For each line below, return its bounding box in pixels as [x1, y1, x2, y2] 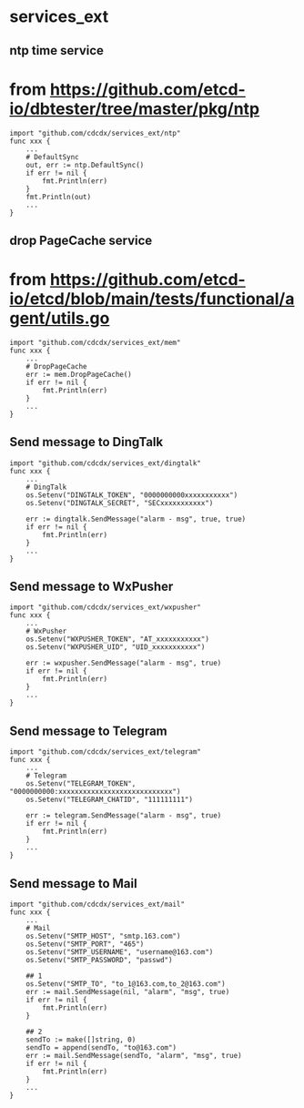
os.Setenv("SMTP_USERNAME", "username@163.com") [25, 948, 214, 957]
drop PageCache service [9, 232, 153, 248]
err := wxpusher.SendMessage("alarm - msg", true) [25, 658, 222, 668]
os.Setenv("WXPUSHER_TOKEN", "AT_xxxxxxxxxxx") [25, 635, 209, 644]
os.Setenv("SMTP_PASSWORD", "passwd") [25, 956, 173, 965]
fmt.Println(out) [25, 192, 92, 201]
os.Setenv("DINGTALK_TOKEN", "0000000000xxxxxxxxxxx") [25, 490, 238, 500]
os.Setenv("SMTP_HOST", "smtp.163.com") [25, 931, 181, 941]
